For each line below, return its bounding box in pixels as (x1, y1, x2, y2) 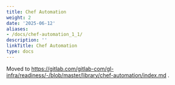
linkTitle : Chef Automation (6, 43, 78, 49)
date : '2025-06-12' (6, 20, 56, 26)
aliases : (6, 25, 29, 32)
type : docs (6, 49, 34, 55)
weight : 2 (6, 15, 32, 21)
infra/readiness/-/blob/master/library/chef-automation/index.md (6, 71, 166, 79)
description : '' (6, 37, 47, 43)
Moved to (6, 65, 30, 72)
